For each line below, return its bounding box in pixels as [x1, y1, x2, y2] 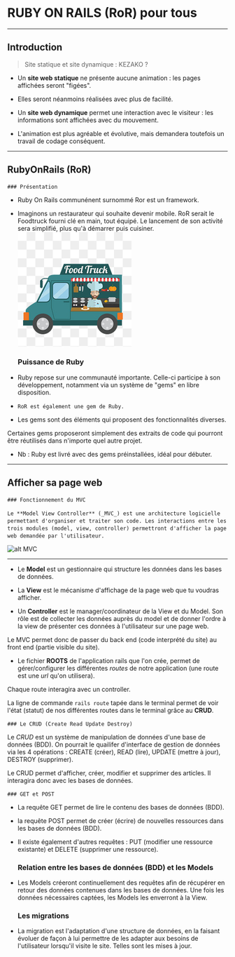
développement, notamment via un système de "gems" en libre [17, 380, 199, 389]
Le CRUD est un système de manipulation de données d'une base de [7, 732, 206, 741]
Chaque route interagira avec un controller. [7, 685, 131, 693]
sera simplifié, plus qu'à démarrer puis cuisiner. [17, 224, 155, 232]
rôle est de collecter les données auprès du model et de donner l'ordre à [17, 614, 227, 622]
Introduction [7, 41, 63, 53]
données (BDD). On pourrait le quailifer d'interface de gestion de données [7, 740, 220, 749]
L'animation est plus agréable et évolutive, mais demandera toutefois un [17, 129, 225, 138]
